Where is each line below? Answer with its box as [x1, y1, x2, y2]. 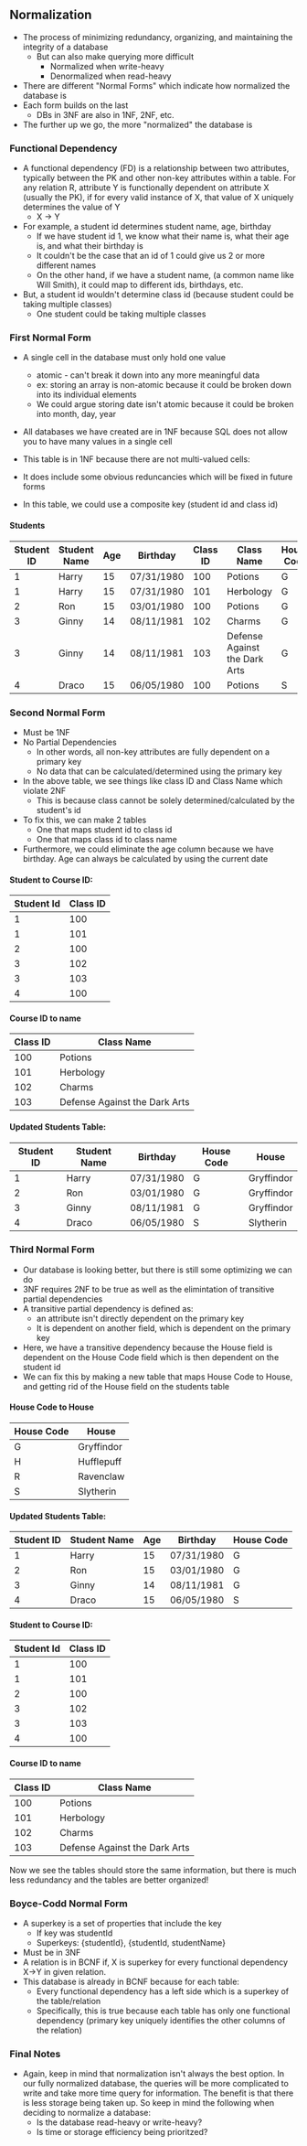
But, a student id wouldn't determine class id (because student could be [22, 289, 294, 300]
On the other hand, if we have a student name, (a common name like [36, 270, 294, 281]
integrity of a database [22, 41, 109, 52]
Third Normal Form [9, 1243, 95, 1256]
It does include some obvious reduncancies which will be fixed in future [22, 471, 293, 483]
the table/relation [36, 1995, 101, 2006]
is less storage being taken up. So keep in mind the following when [22, 2098, 275, 2108]
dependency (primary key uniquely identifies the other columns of [36, 2014, 286, 2025]
